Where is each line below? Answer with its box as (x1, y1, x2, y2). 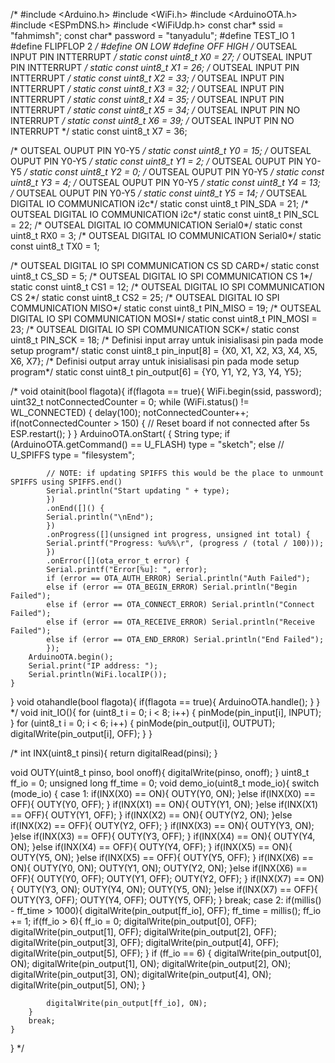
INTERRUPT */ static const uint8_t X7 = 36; (10, 125, 188, 137)
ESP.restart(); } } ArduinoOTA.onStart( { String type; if (10, 428, 231, 439)
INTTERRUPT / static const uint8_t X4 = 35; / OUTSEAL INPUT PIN (10, 94, 285, 105)
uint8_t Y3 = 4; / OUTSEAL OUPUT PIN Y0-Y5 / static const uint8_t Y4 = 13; (10, 177, 322, 188)
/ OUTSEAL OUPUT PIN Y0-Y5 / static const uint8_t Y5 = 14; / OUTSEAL (10, 187, 308, 199)
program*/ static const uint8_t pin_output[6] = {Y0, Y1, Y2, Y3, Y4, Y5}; (10, 366, 302, 378)
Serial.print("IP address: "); (28, 661, 159, 671)
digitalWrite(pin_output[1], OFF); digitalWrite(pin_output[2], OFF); (10, 926, 277, 938)
